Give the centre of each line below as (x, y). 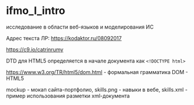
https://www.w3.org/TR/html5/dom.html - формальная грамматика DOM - (97, 72)
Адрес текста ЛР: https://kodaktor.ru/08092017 (64, 38)
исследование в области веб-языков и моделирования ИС (80, 27)
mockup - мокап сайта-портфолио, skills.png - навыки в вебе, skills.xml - (97, 89)
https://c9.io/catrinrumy (35, 49)
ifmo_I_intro (36, 11)
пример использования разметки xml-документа (68, 96)
